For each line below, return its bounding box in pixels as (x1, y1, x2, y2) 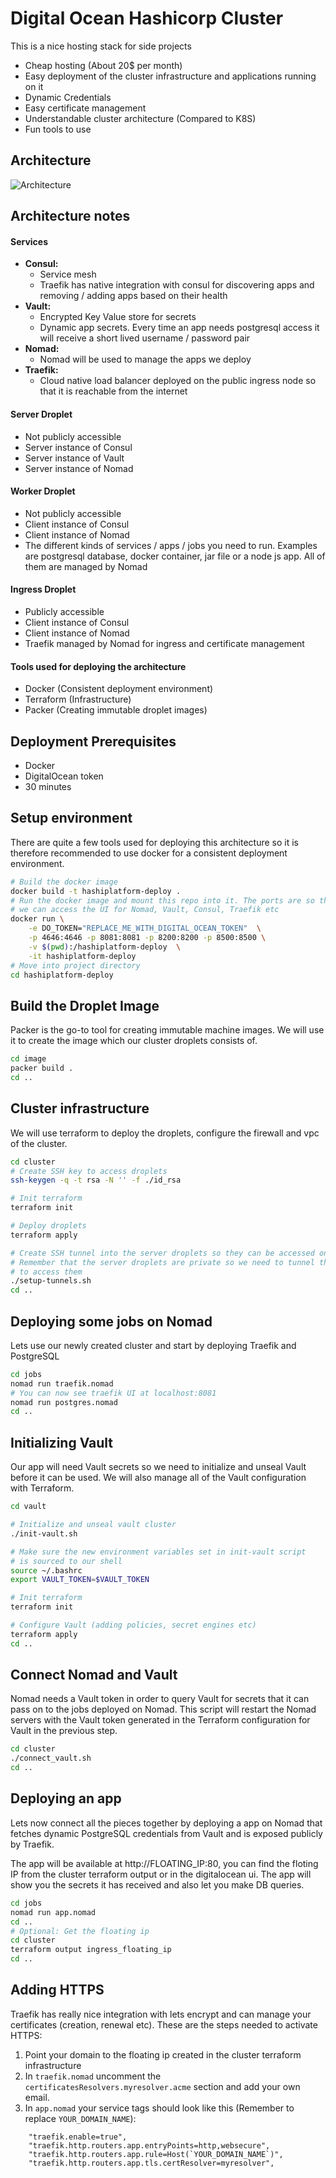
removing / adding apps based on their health (39, 290, 228, 302)
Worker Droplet (10, 485, 76, 497)
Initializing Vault (10, 1434, 114, 1451)
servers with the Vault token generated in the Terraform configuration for (10, 1714, 311, 1726)
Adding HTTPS (10, 1982, 105, 1999)
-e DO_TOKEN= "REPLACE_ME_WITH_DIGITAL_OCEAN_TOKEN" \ (28, 923, 262, 934)
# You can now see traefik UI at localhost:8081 (10, 1388, 217, 1398)
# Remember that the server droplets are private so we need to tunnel (10, 1257, 315, 1267)
